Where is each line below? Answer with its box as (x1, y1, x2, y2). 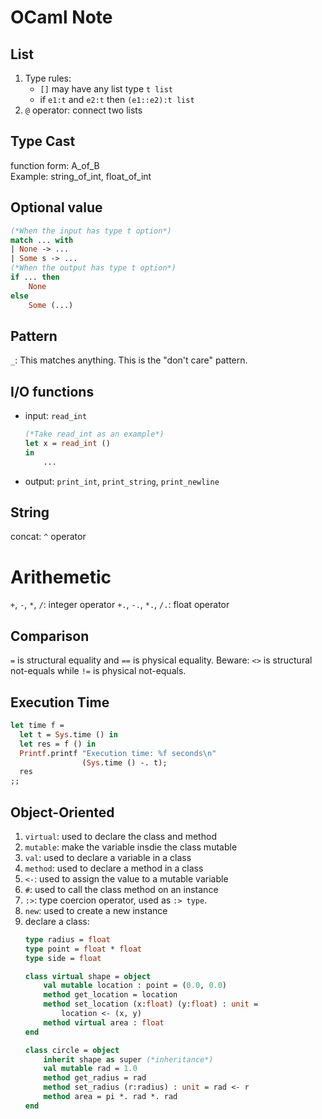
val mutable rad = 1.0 (43, 1064, 138, 1074)
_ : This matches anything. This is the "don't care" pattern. (10, 354, 248, 366)
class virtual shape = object (24, 971, 152, 981)
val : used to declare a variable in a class (24, 851, 192, 863)
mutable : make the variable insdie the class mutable (24, 841, 238, 853)
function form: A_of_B (10, 159, 100, 171)
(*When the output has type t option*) (10, 263, 177, 273)
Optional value (10, 199, 103, 216)
